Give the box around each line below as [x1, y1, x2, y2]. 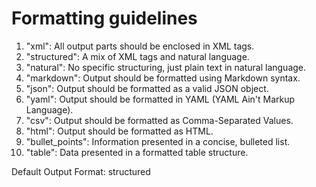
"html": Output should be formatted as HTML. [25, 125, 214, 137]
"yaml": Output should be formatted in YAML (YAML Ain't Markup [25, 93, 296, 105]
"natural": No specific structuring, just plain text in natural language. [25, 61, 307, 73]
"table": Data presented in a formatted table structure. [25, 146, 249, 158]
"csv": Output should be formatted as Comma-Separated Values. [25, 114, 294, 126]
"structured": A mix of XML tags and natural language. [25, 50, 250, 62]
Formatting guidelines [11, 7, 198, 30]
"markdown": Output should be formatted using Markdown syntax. [25, 72, 301, 84]
